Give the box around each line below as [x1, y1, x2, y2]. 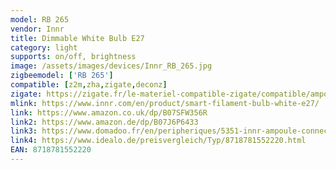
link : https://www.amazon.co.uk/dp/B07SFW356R [10, 107, 208, 118]
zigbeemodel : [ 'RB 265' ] [10, 71, 114, 81]
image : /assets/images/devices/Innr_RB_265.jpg [10, 61, 213, 71]
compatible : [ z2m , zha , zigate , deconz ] [10, 80, 168, 90]
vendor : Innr [10, 24, 65, 34]
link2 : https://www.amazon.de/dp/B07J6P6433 [10, 117, 199, 127]
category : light [10, 42, 78, 53]
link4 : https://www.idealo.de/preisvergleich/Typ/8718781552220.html [10, 136, 307, 146]
